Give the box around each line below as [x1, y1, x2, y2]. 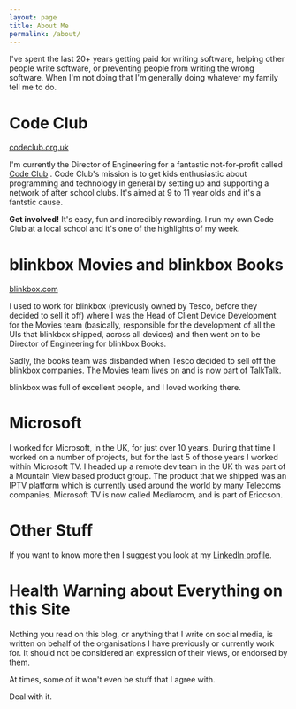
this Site [9, 599, 71, 620]
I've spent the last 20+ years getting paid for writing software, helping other [9, 54, 285, 65]
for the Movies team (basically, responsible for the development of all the [9, 320, 276, 330]
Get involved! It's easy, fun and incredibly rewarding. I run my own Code [9, 214, 274, 225]
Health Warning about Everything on [9, 581, 283, 601]
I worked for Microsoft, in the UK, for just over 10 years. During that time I [9, 443, 276, 453]
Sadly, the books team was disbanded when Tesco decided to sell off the [9, 356, 276, 366]
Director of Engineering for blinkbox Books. [9, 338, 167, 350]
